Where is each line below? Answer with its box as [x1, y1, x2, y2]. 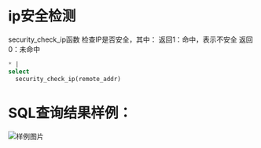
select [8, 68, 30, 76]
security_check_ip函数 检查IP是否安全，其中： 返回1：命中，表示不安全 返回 [8, 35, 253, 44]
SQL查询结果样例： [8, 104, 132, 122]
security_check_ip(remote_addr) [15, 75, 122, 83]
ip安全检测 [8, 7, 76, 25]
